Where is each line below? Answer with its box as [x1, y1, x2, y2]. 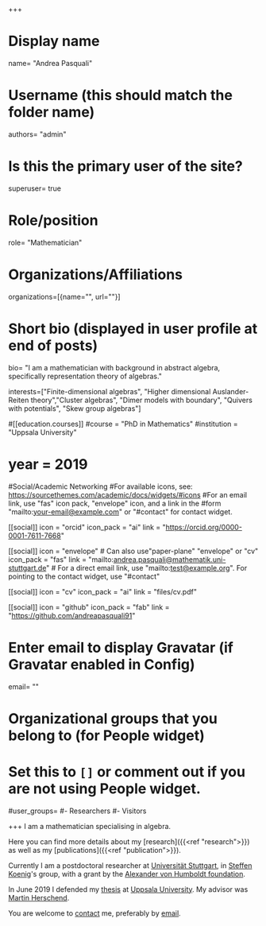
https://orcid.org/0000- [165, 522, 242, 532]
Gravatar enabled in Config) [8, 655, 196, 673]
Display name [8, 33, 100, 50]
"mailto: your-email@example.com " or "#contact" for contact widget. [8, 506, 233, 517]
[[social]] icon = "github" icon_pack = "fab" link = [8, 602, 170, 612]
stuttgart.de [8, 563, 47, 572]
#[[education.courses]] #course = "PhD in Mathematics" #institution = [8, 419, 238, 428]
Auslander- [212, 386, 249, 396]
